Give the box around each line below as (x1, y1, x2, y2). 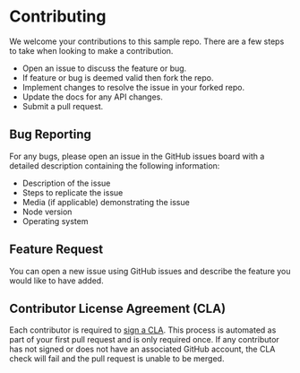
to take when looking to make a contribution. (9, 45, 174, 56)
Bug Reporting (9, 127, 92, 143)
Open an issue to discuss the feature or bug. (21, 63, 187, 74)
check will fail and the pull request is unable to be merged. (9, 353, 225, 364)
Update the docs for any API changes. (21, 91, 163, 102)
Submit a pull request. (21, 100, 104, 111)
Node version (21, 206, 73, 217)
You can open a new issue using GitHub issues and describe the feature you (9, 265, 291, 276)
